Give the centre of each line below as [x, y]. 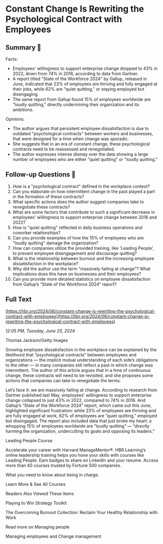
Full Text [19, 299]
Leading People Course [29, 440]
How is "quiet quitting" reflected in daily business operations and [77, 227]
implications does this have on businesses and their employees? [77, 274]
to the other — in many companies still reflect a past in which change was [79, 365]
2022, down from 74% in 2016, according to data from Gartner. [75, 73]
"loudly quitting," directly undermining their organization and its [76, 104]
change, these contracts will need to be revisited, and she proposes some [79, 375]
